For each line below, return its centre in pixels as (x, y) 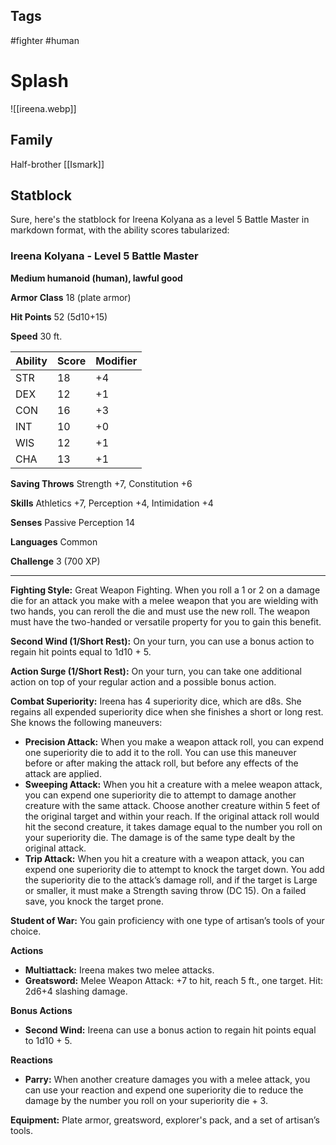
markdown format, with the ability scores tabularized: (120, 230)
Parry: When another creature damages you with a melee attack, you (167, 1079)
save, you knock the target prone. (94, 901)
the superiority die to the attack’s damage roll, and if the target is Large (171, 880)
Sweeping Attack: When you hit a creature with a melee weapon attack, (173, 784)
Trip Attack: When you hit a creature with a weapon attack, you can (164, 858)
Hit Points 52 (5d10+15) (59, 316)
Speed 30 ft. (36, 336)
